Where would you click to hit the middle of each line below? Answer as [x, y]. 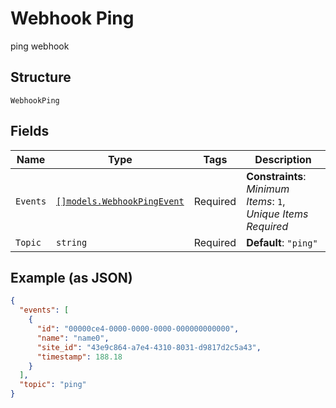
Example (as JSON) [71, 277]
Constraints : [276, 176]
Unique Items [277, 214]
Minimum [268, 189]
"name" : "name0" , [73, 338]
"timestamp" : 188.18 [79, 357]
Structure [41, 77]
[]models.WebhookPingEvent [120, 201]
